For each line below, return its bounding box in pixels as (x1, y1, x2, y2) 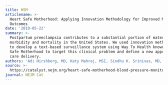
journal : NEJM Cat (5, 72, 43, 77)
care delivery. (9, 53, 41, 59)
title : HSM (5, 7, 28, 12)
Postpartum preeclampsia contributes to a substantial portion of (9, 35, 151, 40)
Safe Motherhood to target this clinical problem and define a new (9, 49, 153, 54)
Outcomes (9, 21, 28, 26)
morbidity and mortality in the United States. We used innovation (9, 40, 153, 45)
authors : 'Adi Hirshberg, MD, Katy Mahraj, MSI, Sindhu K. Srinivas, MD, (5, 58, 162, 63)
